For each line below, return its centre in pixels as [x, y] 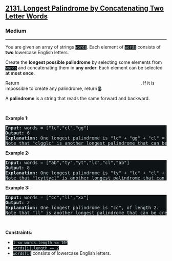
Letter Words [27, 17]
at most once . [20, 73]
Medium [16, 31]
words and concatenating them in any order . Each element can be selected [84, 67]
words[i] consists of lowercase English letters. [62, 253]
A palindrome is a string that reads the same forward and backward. [78, 98]
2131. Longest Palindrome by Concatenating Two [84, 8]
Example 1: [17, 118]
